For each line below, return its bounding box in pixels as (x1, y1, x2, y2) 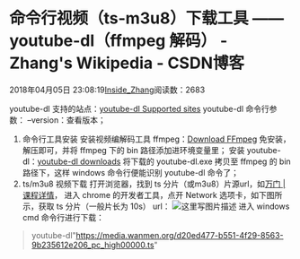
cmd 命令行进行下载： (22, 212, 105, 222)
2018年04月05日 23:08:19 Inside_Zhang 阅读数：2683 (9, 84, 206, 95)
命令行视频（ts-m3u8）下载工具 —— (9, 8, 285, 29)
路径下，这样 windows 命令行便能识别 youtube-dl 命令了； (22, 167, 240, 177)
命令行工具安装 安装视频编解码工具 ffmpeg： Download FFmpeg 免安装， (22, 134, 291, 144)
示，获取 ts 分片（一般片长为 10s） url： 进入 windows (22, 201, 290, 212)
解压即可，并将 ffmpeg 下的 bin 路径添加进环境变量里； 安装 (22, 144, 245, 155)
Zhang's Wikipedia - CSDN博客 (9, 53, 245, 73)
